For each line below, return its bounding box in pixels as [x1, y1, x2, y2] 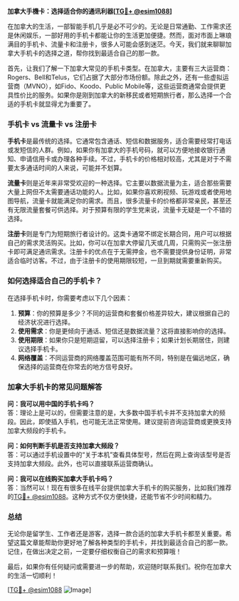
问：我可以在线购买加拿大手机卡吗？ [7, 474, 114, 483]
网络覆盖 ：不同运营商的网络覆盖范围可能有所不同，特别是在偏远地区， [17, 353, 224, 362]
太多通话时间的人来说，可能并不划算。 [13, 163, 126, 172]
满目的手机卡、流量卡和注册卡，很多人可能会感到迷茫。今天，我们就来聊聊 [7, 40, 225, 49]
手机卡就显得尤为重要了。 [19, 100, 95, 108]
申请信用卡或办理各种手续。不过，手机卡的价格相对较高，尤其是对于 [19, 155, 219, 163]
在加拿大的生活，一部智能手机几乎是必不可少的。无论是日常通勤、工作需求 [7, 22, 225, 31]
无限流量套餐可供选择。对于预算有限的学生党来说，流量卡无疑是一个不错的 [13, 206, 232, 214]
